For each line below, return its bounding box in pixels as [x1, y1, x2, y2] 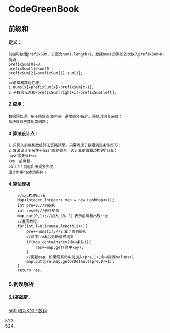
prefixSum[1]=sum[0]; [8, 66, 54, 71]
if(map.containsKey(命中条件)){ [26, 240, 91, 245]
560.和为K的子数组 [8, 308, 47, 314]
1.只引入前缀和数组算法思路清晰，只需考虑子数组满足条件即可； [8, 143, 122, 148]
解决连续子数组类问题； [8, 119, 50, 124]
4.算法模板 [8, 181, 31, 187]
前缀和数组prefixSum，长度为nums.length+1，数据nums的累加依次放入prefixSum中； [8, 51, 166, 57]
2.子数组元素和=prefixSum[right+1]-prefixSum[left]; [8, 90, 117, 95]
